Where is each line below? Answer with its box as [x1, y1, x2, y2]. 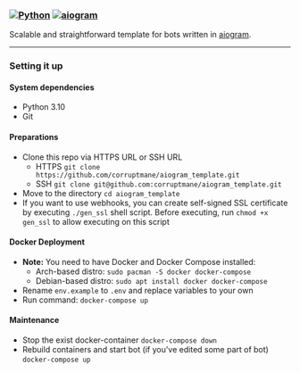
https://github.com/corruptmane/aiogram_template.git [35, 170, 240, 179]
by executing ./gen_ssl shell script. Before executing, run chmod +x [21, 206, 269, 218]
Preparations [9, 132, 59, 143]
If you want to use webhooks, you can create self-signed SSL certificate [21, 197, 288, 208]
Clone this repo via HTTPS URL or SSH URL [21, 152, 183, 162]
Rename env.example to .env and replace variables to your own [21, 285, 254, 295]
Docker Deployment [9, 236, 85, 247]
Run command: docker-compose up [21, 294, 149, 305]
